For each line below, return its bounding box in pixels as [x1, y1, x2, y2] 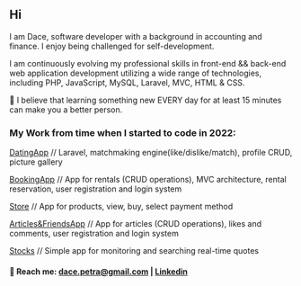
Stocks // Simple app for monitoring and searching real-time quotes [9, 246, 259, 256]
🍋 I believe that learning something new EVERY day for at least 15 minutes [9, 94, 282, 105]
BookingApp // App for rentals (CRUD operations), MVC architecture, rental [9, 174, 288, 185]
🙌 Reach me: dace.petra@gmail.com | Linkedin [9, 265, 189, 277]
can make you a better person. [9, 103, 123, 115]
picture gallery [9, 156, 63, 167]
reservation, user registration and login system [9, 183, 182, 194]
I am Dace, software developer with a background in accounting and [9, 31, 262, 41]
